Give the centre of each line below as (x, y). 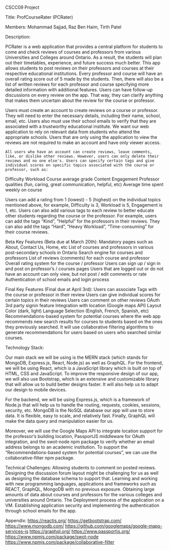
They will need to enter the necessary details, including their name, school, (83, 116)
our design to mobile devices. (36, 390)
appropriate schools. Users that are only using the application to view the (81, 137)
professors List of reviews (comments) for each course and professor (77, 258)
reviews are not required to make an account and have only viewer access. (83, 142)
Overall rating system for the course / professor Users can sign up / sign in (83, 263)
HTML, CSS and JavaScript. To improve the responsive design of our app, (82, 374)
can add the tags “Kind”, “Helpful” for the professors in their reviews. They (83, 221)
